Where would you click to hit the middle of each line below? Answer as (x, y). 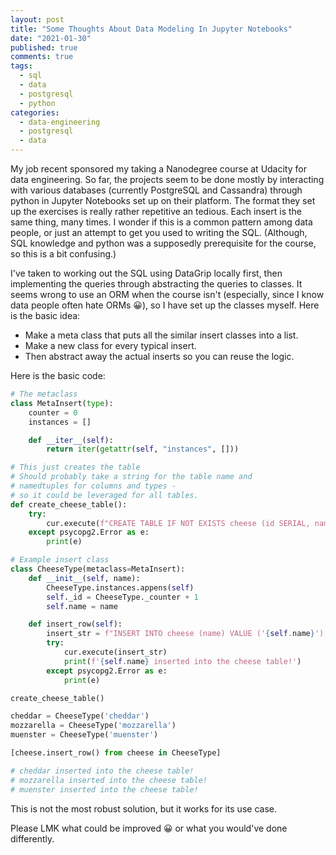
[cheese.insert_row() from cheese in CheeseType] (116, 753)
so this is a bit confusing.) (63, 254)
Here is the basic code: (58, 375)
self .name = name (82, 606)
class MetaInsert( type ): (62, 403)
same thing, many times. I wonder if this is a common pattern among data (161, 222)
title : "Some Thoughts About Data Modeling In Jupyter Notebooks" (151, 29)
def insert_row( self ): (75, 624)
